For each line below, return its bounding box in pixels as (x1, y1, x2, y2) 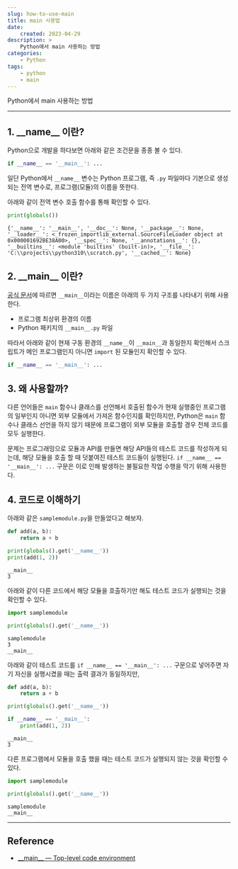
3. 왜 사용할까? (7, 383, 69, 395)
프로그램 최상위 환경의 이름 (17, 314, 92, 323)
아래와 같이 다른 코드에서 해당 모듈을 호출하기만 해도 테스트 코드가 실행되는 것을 (7, 586, 227, 595)
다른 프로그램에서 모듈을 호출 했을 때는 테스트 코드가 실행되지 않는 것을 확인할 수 (7, 754, 229, 763)
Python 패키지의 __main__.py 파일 (17, 323, 113, 331)
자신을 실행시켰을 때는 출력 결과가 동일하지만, (14, 669, 140, 678)
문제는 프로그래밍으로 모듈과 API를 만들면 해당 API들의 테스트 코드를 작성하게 (7, 444, 220, 453)
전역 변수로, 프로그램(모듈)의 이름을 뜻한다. (20, 183, 139, 191)
